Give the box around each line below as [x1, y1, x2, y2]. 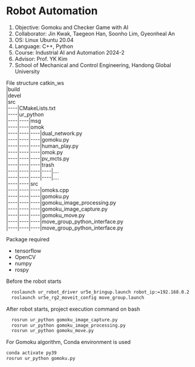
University [14, 68, 40, 75]
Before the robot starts [6, 277, 62, 285]
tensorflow [14, 247, 41, 254]
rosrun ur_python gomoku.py [6, 356, 76, 362]
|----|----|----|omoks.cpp [6, 186, 69, 193]
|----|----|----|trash [6, 161, 55, 168]
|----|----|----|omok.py [6, 148, 63, 155]
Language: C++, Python [14, 43, 73, 50]
